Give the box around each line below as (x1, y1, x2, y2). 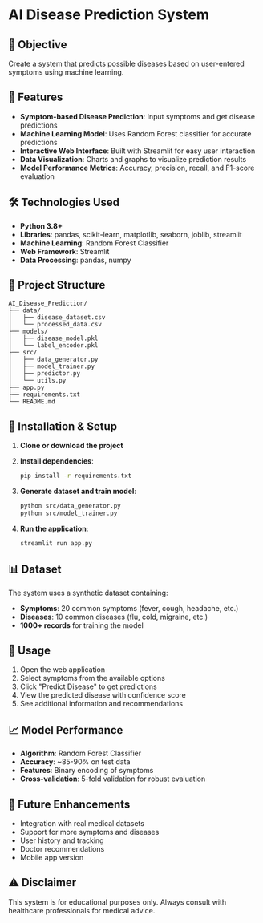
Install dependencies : (19, 456, 94, 466)
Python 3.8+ (19, 221, 63, 230)
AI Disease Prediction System (8, 6, 210, 24)
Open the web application (19, 665, 106, 674)
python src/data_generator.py (19, 502, 122, 510)
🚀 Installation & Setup (8, 419, 118, 433)
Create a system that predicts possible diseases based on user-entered (8, 59, 245, 68)
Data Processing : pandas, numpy (19, 255, 131, 265)
